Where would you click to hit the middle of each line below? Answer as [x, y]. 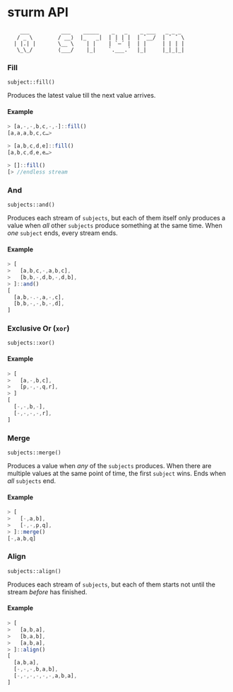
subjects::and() [31, 205]
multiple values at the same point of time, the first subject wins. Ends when [116, 473]
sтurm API [38, 12]
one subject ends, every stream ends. [62, 233]
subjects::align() [34, 571]
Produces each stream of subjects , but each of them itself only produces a [116, 217]
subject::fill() [31, 82]
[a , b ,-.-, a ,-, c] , [39, 297]
